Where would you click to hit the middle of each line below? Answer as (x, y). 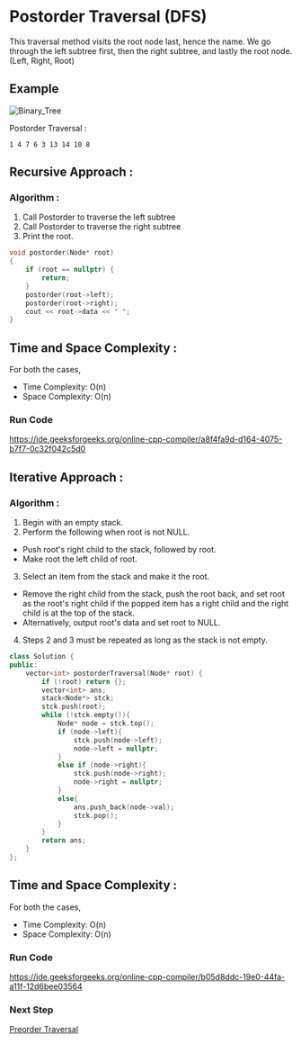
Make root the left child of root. (80, 559)
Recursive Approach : (71, 172)
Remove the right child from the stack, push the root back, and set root (153, 594)
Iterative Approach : (66, 477)
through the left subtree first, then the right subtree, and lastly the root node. (151, 50)
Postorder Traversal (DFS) (108, 17)
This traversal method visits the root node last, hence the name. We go (140, 41)
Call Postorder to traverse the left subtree (99, 217)
